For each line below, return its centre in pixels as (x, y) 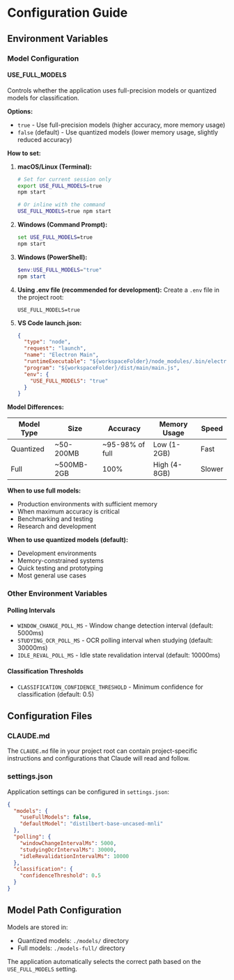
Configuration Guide (68, 13)
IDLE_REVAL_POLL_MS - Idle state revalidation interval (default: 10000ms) (119, 655)
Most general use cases (52, 575)
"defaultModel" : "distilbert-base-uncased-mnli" (92, 824)
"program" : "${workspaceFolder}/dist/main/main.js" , (102, 368)
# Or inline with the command (61, 205)
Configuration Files (50, 716)
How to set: (24, 153)
